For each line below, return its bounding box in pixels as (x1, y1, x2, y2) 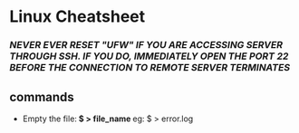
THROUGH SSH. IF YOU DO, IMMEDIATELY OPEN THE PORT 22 (9, 50, 289, 62)
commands (9, 89, 74, 105)
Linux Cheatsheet (9, 6, 146, 27)
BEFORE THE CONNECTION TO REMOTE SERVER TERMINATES (9, 62, 291, 74)
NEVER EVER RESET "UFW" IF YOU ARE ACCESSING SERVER (9, 39, 284, 52)
